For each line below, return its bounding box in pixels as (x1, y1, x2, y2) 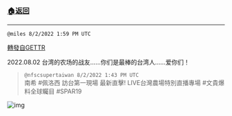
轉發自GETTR (7, 43, 46, 52)
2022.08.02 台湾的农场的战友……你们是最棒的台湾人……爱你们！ (7, 58, 190, 67)
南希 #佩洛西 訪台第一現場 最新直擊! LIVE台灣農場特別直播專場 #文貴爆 (23, 79, 224, 87)
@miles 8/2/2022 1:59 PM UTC (7, 31, 91, 38)
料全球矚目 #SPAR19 (23, 87, 82, 95)
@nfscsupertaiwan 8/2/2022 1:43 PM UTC (23, 72, 139, 79)
